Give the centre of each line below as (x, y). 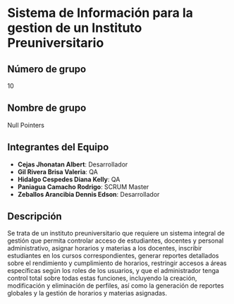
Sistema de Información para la (100, 13)
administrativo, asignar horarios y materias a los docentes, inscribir (105, 248)
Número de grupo (47, 69)
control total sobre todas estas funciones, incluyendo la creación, (102, 278)
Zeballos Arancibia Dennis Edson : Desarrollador (88, 194)
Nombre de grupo (47, 108)
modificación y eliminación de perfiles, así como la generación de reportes (116, 286)
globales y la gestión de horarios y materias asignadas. (87, 293)
